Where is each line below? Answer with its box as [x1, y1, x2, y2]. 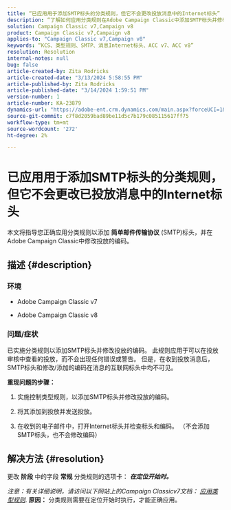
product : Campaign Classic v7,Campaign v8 [7, 29, 131, 37]
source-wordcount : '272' [7, 125, 78, 132]
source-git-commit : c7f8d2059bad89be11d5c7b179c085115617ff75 [7, 112, 189, 119]
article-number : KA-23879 [7, 100, 81, 107]
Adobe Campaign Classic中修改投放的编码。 [7, 237, 133, 245]
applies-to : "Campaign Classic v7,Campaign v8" [7, 36, 146, 43]
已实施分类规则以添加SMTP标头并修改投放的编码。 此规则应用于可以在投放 [7, 346, 219, 355]
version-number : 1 [7, 94, 60, 101]
